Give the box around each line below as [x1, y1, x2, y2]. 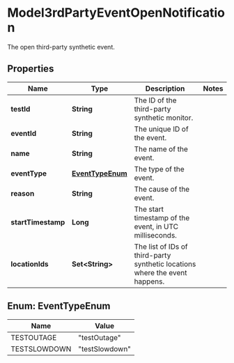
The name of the [134, 144, 188, 154]
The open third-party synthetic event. [7, 43, 115, 51]
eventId [10, 128, 37, 138]
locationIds [10, 259, 49, 269]
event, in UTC [134, 222, 179, 231]
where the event [134, 268, 187, 277]
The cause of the [134, 184, 190, 194]
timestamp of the [134, 213, 190, 222]
